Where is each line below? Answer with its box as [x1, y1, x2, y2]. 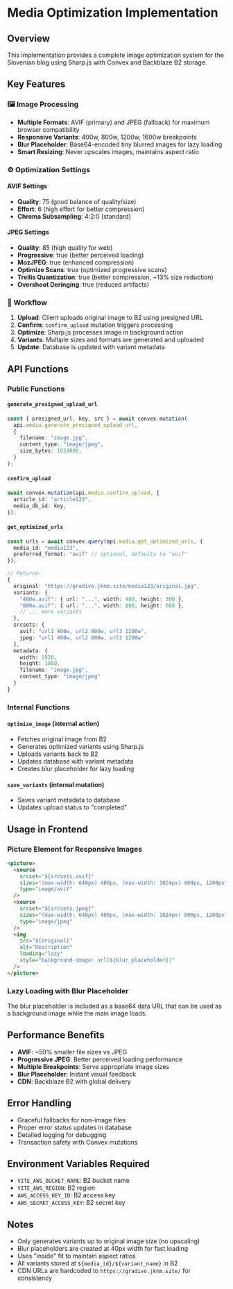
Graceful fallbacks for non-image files [17, 1115, 126, 1124]
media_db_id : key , [13, 502, 67, 509]
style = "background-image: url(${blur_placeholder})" [19, 957, 175, 963]
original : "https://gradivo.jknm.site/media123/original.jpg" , [13, 582, 200, 589]
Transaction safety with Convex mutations [17, 1138, 138, 1146]
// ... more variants [19, 609, 82, 616]
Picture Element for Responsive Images [7, 844, 143, 854]
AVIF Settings [7, 182, 48, 190]
